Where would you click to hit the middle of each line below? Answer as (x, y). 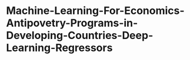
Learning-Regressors (59, 48)
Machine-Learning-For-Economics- (95, 11)
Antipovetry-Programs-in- (72, 23)
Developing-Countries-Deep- (80, 36)
